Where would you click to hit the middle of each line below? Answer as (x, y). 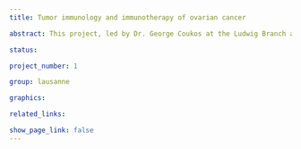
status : (24, 50)
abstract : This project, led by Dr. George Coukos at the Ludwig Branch (148, 33)
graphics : (28, 98)
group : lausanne (39, 82)
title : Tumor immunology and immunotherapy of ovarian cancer (128, 17)
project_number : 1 (43, 66)
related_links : (38, 114)
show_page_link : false (52, 130)
